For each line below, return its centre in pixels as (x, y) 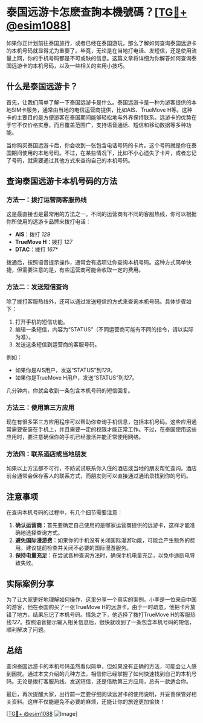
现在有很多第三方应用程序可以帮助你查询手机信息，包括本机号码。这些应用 (99, 422)
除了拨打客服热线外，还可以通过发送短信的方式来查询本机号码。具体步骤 (96, 301)
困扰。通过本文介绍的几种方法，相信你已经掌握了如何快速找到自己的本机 (101, 674)
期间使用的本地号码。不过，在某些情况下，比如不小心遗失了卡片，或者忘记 (104, 153)
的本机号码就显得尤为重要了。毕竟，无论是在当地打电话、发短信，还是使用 (99, 50)
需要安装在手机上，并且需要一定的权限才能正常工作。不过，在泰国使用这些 (104, 430)
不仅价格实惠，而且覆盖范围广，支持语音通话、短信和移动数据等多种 (101, 125)
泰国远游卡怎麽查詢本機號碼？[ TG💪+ (97, 12)
